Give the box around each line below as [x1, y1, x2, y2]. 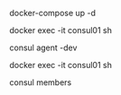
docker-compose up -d [9, 8, 97, 18]
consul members [9, 77, 72, 88]
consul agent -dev [9, 42, 78, 53]
